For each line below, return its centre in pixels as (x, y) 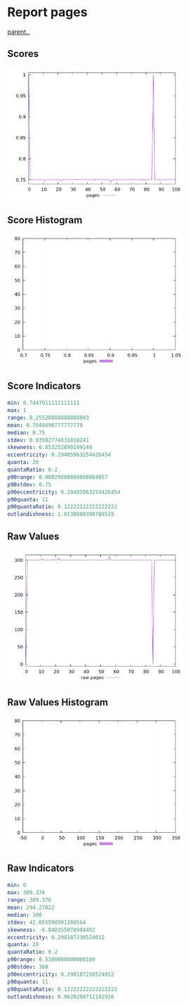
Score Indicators (44, 385)
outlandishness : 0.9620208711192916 (61, 997)
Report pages (47, 12)
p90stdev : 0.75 (29, 484)
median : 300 (25, 915)
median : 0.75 (26, 433)
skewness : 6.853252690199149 (50, 448)
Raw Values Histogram (58, 702)
